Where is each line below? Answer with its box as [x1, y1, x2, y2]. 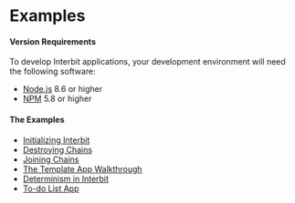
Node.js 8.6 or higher [22, 84, 103, 95]
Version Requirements [9, 36, 96, 46]
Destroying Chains [22, 144, 93, 155]
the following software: [9, 66, 96, 77]
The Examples [9, 114, 66, 125]
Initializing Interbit [22, 134, 90, 146]
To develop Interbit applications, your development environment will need [9, 56, 286, 67]
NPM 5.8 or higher [22, 93, 92, 105]
